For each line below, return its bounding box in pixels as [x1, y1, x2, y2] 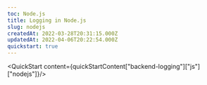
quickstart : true [7, 43, 58, 50]
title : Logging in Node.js [7, 17, 87, 24]
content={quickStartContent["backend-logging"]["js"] [43, 63, 201, 70]
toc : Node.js [7, 10, 46, 18]
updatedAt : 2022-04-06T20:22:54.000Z [7, 37, 118, 44]
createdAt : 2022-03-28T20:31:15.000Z [7, 30, 118, 37]
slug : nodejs [7, 23, 46, 30]
